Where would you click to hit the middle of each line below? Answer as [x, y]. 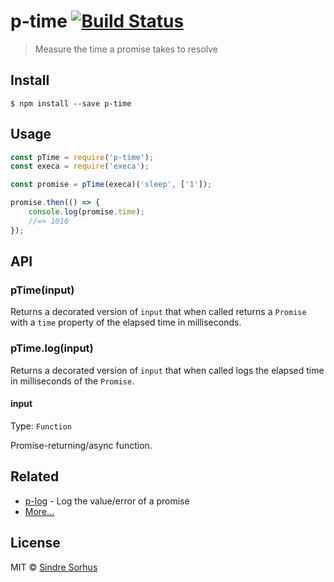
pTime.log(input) [52, 348]
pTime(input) [42, 290]
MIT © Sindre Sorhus [54, 567]
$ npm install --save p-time [71, 103]
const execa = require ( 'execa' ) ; [80, 166]
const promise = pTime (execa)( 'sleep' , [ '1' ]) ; [111, 185]
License [35, 543]
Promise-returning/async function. [81, 445]
